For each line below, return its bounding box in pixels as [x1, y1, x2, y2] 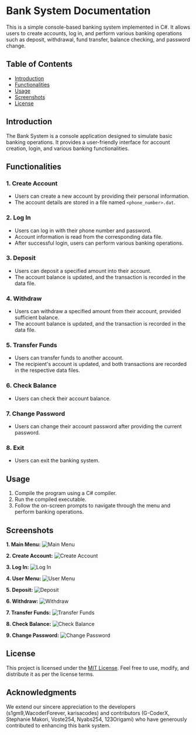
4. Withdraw [6, 294, 42, 303]
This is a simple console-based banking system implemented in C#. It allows [6, 23, 191, 31]
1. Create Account [6, 179, 58, 187]
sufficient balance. [14, 314, 60, 321]
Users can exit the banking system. [14, 457, 100, 464]
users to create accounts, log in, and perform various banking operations [6, 29, 183, 36]
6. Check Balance [6, 381, 57, 389]
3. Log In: [6, 563, 29, 570]
